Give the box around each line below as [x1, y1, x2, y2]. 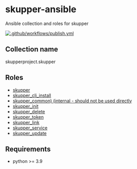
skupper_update [12, 130, 47, 136]
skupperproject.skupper [5, 59, 56, 65]
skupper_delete [12, 108, 46, 115]
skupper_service [12, 125, 48, 131]
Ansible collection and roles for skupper [5, 20, 89, 26]
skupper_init [12, 103, 39, 109]
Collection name [5, 45, 58, 54]
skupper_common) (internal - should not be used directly [12, 98, 132, 104]
